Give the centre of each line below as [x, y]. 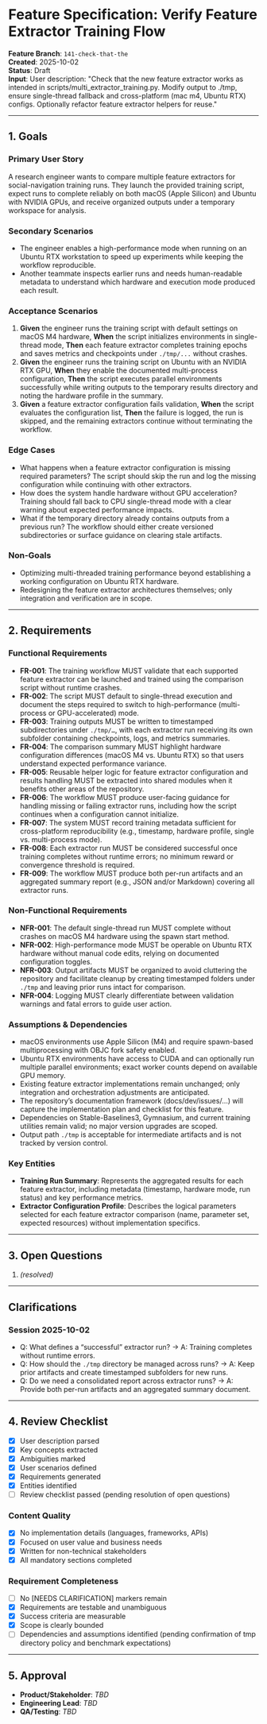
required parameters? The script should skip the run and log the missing [138, 476]
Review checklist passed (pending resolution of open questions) [125, 1494]
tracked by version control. [64, 1143]
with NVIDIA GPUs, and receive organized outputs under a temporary [122, 202]
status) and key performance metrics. [81, 1198]
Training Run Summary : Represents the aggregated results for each [132, 1181]
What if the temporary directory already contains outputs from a [124, 518]
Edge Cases [32, 450]
